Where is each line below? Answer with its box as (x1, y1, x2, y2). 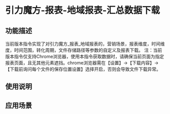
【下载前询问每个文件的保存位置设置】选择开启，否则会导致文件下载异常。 (5, 66, 161, 72)
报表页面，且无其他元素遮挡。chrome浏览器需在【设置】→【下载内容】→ (5, 60, 159, 66)
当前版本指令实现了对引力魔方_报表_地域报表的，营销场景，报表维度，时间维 (5, 41, 165, 47)
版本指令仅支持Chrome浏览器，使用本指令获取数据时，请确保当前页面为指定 (5, 54, 164, 59)
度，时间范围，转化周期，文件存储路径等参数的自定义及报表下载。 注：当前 (5, 47, 162, 53)
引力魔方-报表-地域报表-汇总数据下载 (5, 5, 160, 16)
